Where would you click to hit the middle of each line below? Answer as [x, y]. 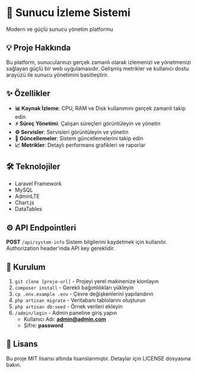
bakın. [14, 365]
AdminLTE [27, 197]
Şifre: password [43, 325]
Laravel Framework [38, 184]
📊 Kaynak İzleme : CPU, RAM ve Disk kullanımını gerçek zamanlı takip [100, 108]
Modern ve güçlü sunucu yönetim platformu [60, 29]
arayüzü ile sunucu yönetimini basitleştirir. [57, 75]
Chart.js [24, 203]
